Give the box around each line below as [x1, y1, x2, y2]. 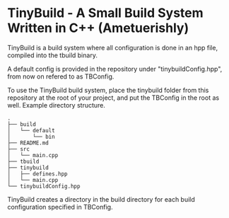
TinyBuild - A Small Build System [7, 5, 204, 21]
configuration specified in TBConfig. [7, 202, 113, 211]
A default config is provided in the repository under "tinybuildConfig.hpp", [7, 64, 223, 73]
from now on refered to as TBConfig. [7, 72, 114, 81]
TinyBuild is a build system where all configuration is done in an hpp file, [7, 43, 218, 52]
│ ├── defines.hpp [7, 170, 69, 178]
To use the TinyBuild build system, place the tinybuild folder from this [7, 86, 209, 94]
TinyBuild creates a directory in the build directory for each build [7, 195, 196, 203]
